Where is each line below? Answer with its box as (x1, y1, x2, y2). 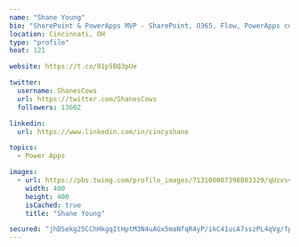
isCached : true (25, 201, 82, 210)
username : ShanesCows (17, 86, 98, 95)
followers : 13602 (17, 103, 82, 112)
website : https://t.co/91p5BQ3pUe (9, 62, 138, 71)
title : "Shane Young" (25, 209, 105, 218)
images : (9, 168, 38, 177)
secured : (9, 225, 42, 234)
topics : (9, 143, 38, 152)
